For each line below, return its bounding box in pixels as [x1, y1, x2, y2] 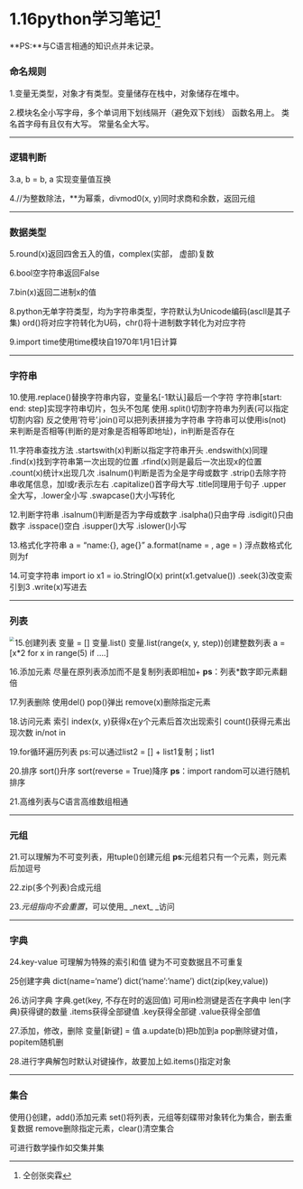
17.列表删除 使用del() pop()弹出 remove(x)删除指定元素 [9, 697, 211, 707]
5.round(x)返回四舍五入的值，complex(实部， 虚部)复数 [9, 248, 215, 259]
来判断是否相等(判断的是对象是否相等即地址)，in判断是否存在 [9, 426, 235, 436]
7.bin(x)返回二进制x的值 [9, 286, 96, 298]
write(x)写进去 [34, 582, 87, 593]
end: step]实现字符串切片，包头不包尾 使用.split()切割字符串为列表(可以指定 [9, 403, 289, 414]
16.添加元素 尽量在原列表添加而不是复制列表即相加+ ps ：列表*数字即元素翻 [9, 666, 288, 677]
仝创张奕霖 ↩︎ [22, 1169, 72, 1180]
